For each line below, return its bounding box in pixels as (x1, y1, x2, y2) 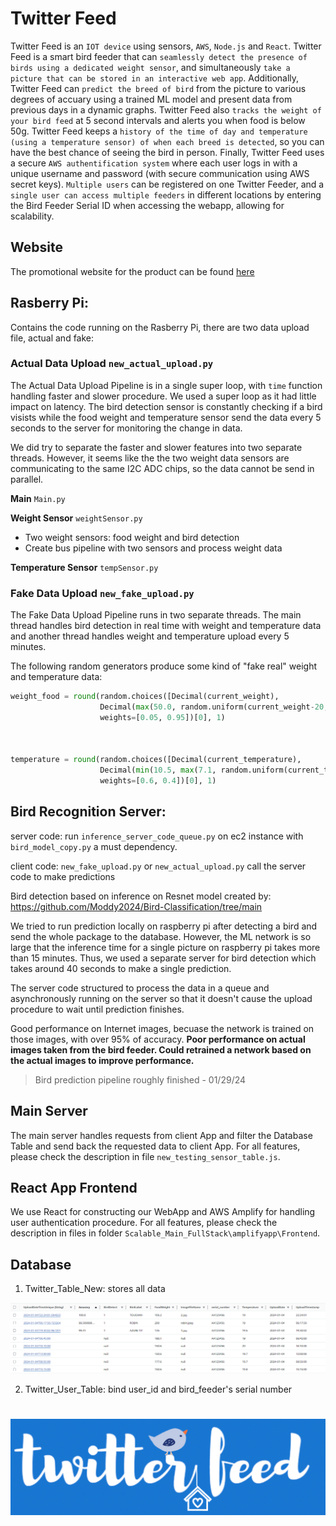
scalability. (10, 210, 55, 222)
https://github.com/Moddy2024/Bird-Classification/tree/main (10, 900, 263, 912)
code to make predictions (10, 870, 116, 882)
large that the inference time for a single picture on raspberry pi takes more (10, 941, 321, 953)
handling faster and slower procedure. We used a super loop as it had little (10, 390, 317, 402)
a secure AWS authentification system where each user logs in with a (10, 157, 298, 169)
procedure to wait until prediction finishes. (10, 1003, 185, 1015)
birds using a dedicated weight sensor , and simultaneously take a (10, 61, 291, 73)
